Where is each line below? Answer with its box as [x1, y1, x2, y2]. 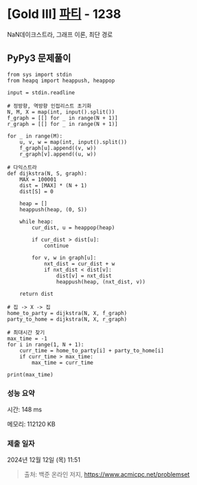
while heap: [19, 218, 54, 225]
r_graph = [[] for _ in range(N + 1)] [7, 120, 118, 127]
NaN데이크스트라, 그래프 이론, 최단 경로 [7, 30, 113, 39]
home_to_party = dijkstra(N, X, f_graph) [7, 310, 128, 316]
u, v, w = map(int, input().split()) [19, 138, 128, 145]
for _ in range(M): [7, 132, 63, 140]
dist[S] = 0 [19, 188, 54, 195]
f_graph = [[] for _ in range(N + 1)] [7, 114, 118, 121]
